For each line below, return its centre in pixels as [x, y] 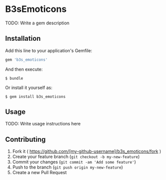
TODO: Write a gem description [37, 23]
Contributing [25, 139]
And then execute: [24, 69]
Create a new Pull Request [40, 173]
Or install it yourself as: [29, 88]
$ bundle [14, 78]
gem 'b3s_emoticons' [27, 60]
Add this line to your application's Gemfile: [49, 50]
